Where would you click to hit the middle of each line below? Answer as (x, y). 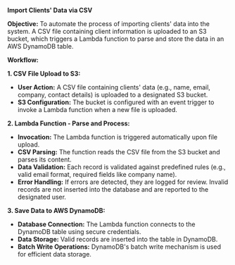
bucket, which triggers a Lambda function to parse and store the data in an (116, 39)
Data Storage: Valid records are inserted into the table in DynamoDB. (118, 239)
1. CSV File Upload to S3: (44, 74)
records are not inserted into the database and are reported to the (113, 189)
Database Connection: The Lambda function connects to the (106, 224)
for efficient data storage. (54, 254)
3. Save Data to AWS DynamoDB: (56, 210)
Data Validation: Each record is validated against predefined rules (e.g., (122, 167)
